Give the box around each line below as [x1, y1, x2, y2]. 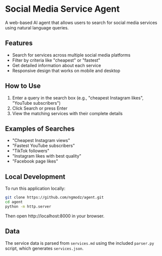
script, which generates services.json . [5, 245, 84, 251]
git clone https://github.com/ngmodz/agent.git [5, 195, 104, 200]
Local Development [5, 172, 66, 181]
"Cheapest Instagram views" [12, 138, 70, 143]
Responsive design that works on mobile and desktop [12, 68, 121, 73]
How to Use [5, 82, 41, 90]
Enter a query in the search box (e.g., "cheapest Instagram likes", [12, 94, 144, 101]
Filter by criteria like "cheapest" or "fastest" [12, 57, 100, 63]
